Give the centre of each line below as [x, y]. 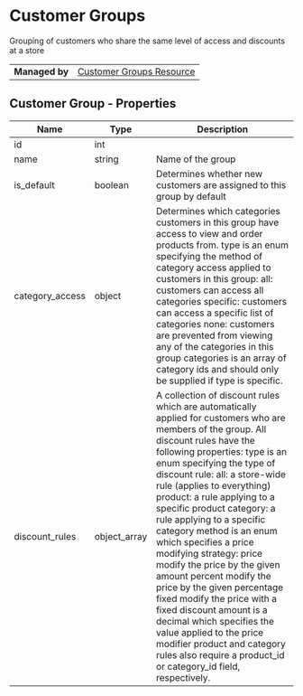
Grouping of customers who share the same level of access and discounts [147, 41]
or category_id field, [198, 666]
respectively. [184, 677]
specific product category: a [216, 508]
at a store [27, 50]
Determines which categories [219, 211]
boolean [111, 184]
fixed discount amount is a [212, 609]
